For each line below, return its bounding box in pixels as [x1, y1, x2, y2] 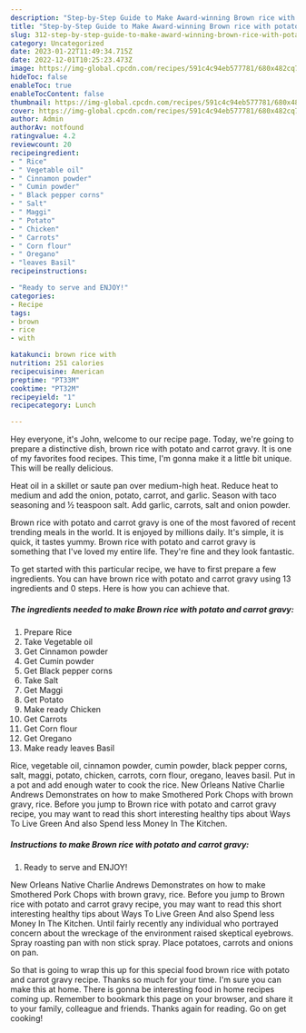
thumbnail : [10, 97, 52, 107]
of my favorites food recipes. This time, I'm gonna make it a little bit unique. [10, 453, 292, 464]
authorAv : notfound [10, 124, 84, 133]
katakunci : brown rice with [10, 351, 117, 360]
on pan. [10, 947, 39, 959]
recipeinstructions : [10, 267, 89, 276]
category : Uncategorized [10, 38, 104, 48]
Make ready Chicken [23, 704, 102, 715]
